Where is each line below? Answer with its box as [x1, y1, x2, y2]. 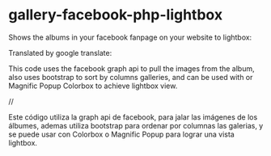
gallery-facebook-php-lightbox [8, 6, 223, 24]
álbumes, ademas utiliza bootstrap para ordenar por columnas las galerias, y [8, 120, 264, 130]
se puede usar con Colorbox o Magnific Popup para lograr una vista [8, 129, 235, 139]
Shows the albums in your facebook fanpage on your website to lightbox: [8, 32, 252, 42]
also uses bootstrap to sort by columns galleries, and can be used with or [8, 72, 253, 82]
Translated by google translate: [8, 48, 112, 57]
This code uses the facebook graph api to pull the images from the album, [8, 63, 255, 74]
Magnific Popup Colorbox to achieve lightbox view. [8, 81, 178, 91]
